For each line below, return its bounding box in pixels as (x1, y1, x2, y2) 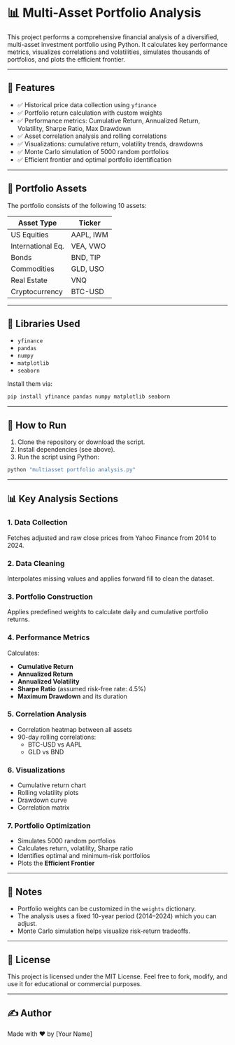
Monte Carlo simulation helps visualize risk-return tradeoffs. (17, 927, 191, 935)
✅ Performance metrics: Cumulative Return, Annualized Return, (17, 116, 201, 125)
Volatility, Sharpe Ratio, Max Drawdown (17, 124, 131, 132)
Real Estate (10, 275, 48, 285)
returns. (7, 615, 30, 623)
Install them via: (7, 380, 53, 388)
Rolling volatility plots (17, 789, 79, 797)
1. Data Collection (7, 518, 68, 527)
